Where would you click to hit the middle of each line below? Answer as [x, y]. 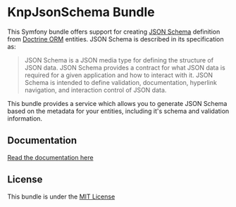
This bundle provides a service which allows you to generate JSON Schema [117, 103]
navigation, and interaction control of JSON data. [95, 90]
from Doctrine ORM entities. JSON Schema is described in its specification [116, 39]
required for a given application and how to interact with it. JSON [119, 75]
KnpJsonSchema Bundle [81, 12]
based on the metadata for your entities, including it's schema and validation [118, 111]
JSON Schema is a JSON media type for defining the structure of [119, 60]
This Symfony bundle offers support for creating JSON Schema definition [114, 32]
